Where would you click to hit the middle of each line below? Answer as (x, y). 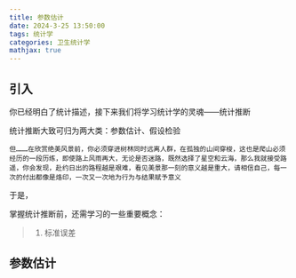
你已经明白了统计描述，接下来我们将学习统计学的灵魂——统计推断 (130, 111)
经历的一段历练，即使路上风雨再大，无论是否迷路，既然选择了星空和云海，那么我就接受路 (148, 158)
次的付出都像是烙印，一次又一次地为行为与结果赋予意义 (96, 177)
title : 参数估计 (36, 17)
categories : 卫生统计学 (50, 42)
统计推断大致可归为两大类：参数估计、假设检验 (95, 131)
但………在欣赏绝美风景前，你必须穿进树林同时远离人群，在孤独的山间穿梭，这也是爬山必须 (148, 149)
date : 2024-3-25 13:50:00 (57, 26)
